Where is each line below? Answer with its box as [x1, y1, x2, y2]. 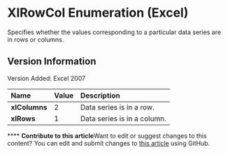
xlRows [10, 114, 36, 123]
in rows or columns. [7, 35, 64, 43]
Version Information [7, 56, 97, 68]
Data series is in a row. [80, 102, 155, 112]
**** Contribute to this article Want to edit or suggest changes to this [7, 131, 208, 140]
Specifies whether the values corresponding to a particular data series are [7, 28, 222, 36]
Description [80, 91, 120, 100]
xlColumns [10, 102, 48, 112]
